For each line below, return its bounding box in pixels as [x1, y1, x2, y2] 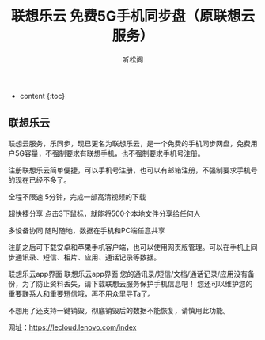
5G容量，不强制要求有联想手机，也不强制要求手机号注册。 [14, 148, 205, 158]
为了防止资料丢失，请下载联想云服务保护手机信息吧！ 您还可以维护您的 [21, 278, 253, 289]
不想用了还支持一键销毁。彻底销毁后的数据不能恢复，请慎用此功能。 [8, 305, 230, 315]
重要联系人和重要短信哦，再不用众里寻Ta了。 [8, 289, 155, 298]
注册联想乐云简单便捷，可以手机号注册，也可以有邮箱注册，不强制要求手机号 [8, 165, 258, 175]
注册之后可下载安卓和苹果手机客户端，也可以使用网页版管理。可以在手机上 [8, 242, 251, 251]
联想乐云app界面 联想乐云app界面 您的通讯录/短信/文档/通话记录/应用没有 [8, 269, 248, 278]
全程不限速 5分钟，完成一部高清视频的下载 [8, 191, 146, 202]
